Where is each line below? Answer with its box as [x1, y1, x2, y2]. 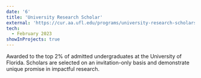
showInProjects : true [6, 36, 60, 42]
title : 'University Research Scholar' [6, 14, 103, 20]
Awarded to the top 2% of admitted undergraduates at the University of [6, 53, 182, 60]
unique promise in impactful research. [6, 65, 100, 72]
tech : [6, 25, 20, 32]
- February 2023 [11, 31, 52, 37]
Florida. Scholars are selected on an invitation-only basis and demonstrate [6, 59, 190, 66]
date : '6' [6, 8, 31, 15]
